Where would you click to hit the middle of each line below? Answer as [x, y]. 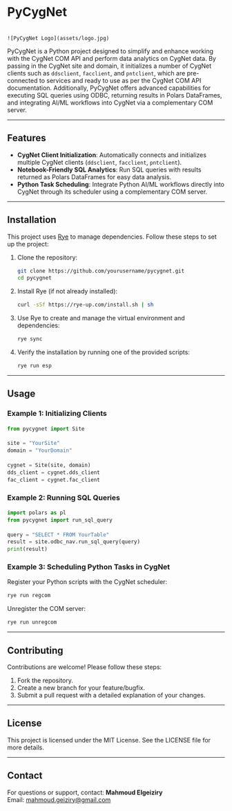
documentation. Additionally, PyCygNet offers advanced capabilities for [109, 88]
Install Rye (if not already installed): [67, 291]
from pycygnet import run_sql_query [60, 520]
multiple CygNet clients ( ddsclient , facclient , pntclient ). [99, 162]
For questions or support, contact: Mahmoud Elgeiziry [85, 792]
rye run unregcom [32, 622]
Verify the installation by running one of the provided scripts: [103, 352]
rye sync [30, 339]
